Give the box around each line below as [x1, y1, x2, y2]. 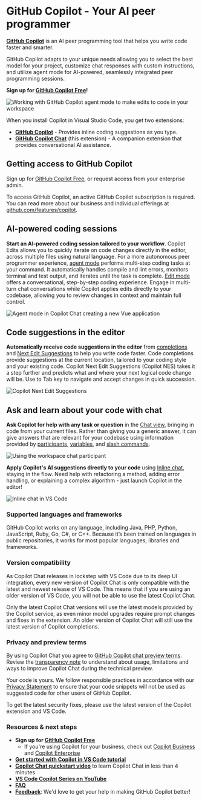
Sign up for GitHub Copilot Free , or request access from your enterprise [6, 175, 186, 182]
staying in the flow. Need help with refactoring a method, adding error [6, 471, 180, 478]
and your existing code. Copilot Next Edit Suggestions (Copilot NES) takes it [6, 363, 195, 370]
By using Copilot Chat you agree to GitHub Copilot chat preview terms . [6, 652, 183, 660]
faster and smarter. [6, 44, 54, 51]
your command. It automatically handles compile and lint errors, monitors [6, 265, 189, 273]
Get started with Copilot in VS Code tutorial [15, 756, 126, 763]
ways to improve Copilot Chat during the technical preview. [6, 665, 154, 672]
